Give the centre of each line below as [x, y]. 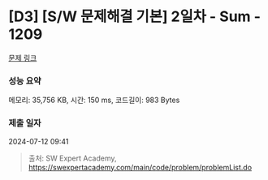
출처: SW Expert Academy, [72, 158]
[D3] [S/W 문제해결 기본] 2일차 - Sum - [135, 17]
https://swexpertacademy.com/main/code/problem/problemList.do [140, 167]
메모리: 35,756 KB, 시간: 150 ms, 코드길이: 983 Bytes [94, 100]
